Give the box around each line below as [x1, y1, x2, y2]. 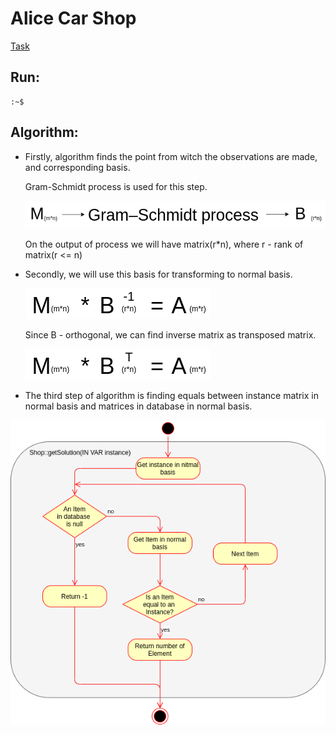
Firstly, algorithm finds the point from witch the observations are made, [24, 150, 318, 162]
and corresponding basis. [24, 161, 131, 173]
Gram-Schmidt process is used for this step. [24, 180, 208, 192]
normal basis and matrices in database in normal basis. [24, 400, 253, 412]
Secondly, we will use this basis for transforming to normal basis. [24, 268, 293, 280]
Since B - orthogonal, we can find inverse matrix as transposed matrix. [24, 328, 317, 341]
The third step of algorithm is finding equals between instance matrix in [24, 389, 319, 401]
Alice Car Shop [10, 7, 137, 30]
